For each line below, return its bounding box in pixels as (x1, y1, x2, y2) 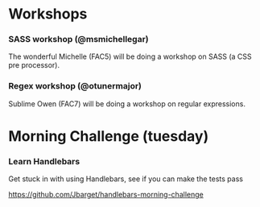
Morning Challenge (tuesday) (8, 126, 209, 145)
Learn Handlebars (8, 155, 80, 167)
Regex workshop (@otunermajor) (8, 81, 142, 92)
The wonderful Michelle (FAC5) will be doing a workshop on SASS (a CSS (8, 52, 252, 61)
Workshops (8, 5, 88, 23)
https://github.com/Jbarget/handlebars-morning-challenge (8, 190, 204, 200)
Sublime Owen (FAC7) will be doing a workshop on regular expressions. (8, 98, 246, 109)
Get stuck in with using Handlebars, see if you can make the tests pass (8, 174, 244, 184)
